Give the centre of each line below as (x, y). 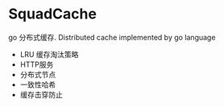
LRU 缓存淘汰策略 (49, 54)
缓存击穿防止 (41, 94)
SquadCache (52, 14)
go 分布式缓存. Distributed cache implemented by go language (112, 37)
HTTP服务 (37, 64)
